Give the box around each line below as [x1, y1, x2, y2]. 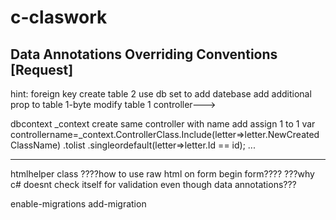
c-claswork [10, 6, 108, 29]
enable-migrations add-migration [10, 198, 147, 210]
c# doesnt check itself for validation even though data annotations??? [10, 179, 297, 190]
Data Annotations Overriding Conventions [10, 46, 278, 63]
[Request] [10, 61, 74, 78]
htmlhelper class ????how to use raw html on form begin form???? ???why [10, 168, 315, 180]
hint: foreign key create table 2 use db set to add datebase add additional [10, 88, 312, 100]
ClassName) [10, 139, 62, 151]
